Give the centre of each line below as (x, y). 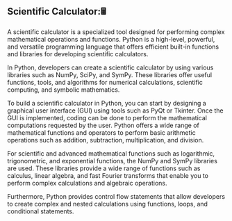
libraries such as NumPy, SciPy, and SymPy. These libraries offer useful (110, 74)
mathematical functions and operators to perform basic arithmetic (101, 132)
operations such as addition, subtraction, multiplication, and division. (106, 140)
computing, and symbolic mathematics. (64, 90)
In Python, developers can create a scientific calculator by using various (110, 67)
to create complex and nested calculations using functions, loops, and (108, 204)
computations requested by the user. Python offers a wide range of (103, 125)
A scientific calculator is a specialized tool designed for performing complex (116, 32)
